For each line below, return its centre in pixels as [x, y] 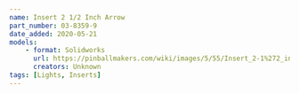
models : [24, 42]
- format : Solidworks [65, 50]
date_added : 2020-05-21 [53, 34]
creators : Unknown [67, 67]
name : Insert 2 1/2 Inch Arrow [67, 17]
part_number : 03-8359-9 [53, 26]
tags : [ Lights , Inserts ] [55, 75]
